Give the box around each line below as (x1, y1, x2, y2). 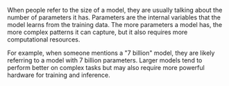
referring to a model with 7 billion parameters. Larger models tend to (7, 56, 203, 64)
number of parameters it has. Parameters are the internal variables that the (7, 13, 221, 21)
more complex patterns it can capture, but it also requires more (7, 28, 188, 36)
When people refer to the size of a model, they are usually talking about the (7, 6, 223, 14)
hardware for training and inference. (7, 71, 111, 79)
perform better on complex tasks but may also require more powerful (7, 64, 205, 71)
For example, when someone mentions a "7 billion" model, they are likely (7, 49, 215, 57)
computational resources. (7, 35, 80, 44)
